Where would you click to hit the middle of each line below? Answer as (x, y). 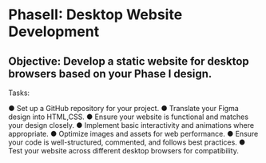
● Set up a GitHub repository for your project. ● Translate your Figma (124, 108)
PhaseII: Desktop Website (95, 15)
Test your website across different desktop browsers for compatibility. (124, 151)
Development (54, 32)
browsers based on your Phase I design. (110, 74)
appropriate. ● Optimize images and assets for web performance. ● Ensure (133, 134)
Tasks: (19, 93)
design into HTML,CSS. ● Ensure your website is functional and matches (129, 117)
